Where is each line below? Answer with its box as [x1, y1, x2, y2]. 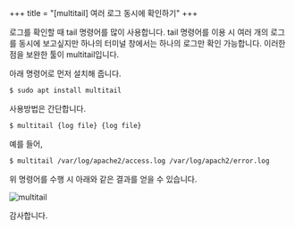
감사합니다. [9, 209, 48, 221]
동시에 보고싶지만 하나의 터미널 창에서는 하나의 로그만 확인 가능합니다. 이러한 [18, 38, 286, 48]
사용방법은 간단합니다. [9, 103, 87, 114]
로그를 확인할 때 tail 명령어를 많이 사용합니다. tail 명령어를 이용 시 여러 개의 [9, 27, 269, 38]
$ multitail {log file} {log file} [9, 121, 142, 130]
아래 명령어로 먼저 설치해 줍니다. [9, 68, 122, 79]
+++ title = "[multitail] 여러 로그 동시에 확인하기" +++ [9, 8, 198, 18]
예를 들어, [9, 138, 43, 149]
